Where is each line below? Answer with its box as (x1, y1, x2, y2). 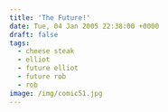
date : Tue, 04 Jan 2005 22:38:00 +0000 (9, 22, 160, 31)
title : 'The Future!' (9, 13, 91, 23)
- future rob (17, 72, 67, 81)
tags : (9, 38, 30, 48)
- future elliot (17, 64, 79, 73)
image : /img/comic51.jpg (9, 89, 103, 98)
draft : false (9, 30, 59, 39)
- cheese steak (17, 47, 75, 56)
